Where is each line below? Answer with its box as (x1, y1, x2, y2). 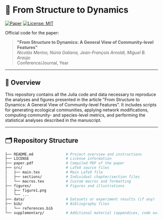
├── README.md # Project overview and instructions (5, 152, 142, 157)
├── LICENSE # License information (5, 156, 112, 161)
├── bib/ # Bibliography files (5, 202, 110, 206)
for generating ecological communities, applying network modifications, (5, 107, 149, 113)
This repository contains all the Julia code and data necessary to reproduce (5, 91, 156, 97)
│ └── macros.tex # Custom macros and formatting (5, 179, 131, 184)
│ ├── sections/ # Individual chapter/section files (5, 174, 140, 179)
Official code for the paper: (5, 30, 59, 35)
